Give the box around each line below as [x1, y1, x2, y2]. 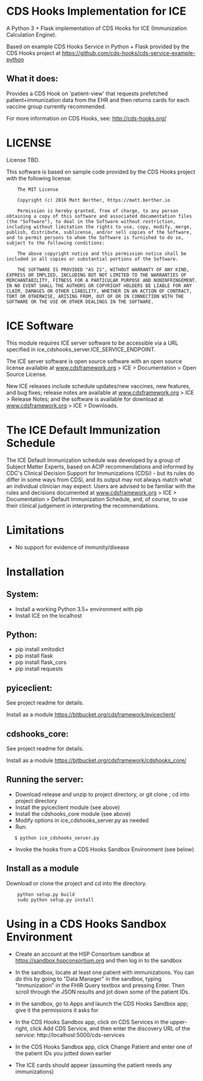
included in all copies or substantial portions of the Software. [6, 255, 179, 262]
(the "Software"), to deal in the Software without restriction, [6, 218, 176, 224]
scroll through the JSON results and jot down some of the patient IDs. [15, 988, 190, 995]
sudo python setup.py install [17, 896, 94, 903]
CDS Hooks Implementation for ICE [6, 4, 187, 18]
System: [6, 589, 39, 599]
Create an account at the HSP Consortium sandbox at [15, 950, 151, 958]
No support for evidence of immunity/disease [15, 543, 129, 551]
